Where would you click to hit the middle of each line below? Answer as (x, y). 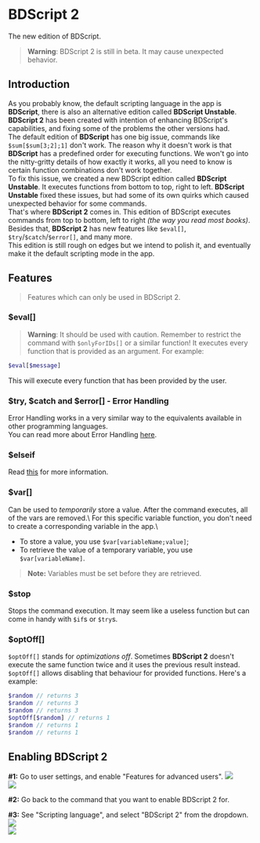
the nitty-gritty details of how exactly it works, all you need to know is (120, 162)
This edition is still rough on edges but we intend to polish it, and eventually (130, 245)
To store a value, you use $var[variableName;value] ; (104, 541)
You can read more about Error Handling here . (83, 435)
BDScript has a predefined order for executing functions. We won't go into (128, 153)
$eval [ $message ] (34, 365)
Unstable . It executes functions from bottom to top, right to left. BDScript (126, 187)
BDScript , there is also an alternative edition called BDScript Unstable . (123, 111)
